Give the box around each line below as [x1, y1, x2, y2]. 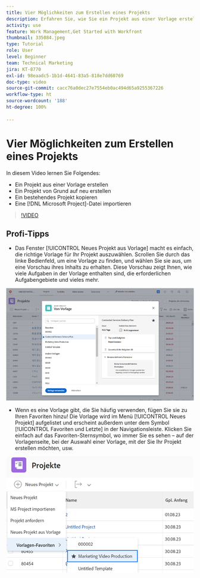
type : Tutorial [6, 41, 44, 47]
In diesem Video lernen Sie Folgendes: [6, 169, 101, 176]
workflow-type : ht [6, 91, 52, 98]
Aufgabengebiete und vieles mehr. [14, 276, 99, 284]
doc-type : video [6, 79, 46, 85]
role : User [6, 48, 33, 54]
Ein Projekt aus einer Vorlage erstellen [14, 181, 109, 188]
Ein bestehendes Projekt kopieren [14, 193, 98, 201]
